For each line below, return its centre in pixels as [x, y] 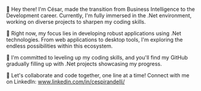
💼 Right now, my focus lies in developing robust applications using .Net [94, 33]
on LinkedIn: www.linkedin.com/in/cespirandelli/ [65, 81]
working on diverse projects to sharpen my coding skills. [76, 22]
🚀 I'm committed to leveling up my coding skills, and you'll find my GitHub [97, 57]
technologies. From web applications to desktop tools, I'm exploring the [94, 40]
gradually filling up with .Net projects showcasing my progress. [84, 64]
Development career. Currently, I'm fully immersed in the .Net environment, [99, 15]
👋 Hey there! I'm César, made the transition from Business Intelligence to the [100, 9]
